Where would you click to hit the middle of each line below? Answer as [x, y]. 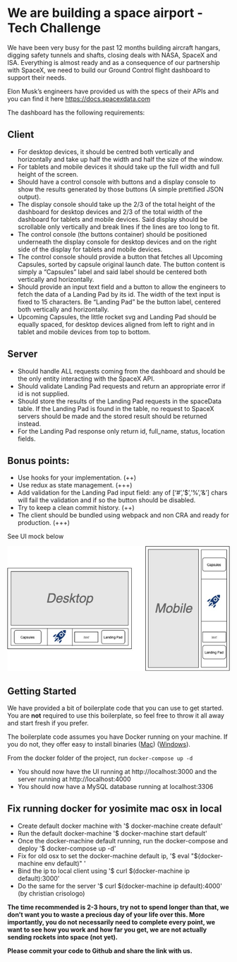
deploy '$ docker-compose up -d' [67, 848]
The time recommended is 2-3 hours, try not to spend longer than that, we [118, 907]
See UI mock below [36, 536]
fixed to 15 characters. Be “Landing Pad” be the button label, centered [119, 302]
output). [29, 196]
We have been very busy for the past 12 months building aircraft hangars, [114, 47]
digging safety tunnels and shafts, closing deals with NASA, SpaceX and [112, 55]
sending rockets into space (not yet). [62, 937]
